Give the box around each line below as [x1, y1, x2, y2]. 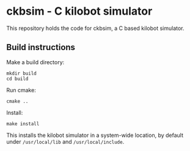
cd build [6, 75, 29, 82]
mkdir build [6, 70, 37, 76]
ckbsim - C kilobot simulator [6, 4, 153, 18]
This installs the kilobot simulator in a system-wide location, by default [6, 131, 184, 139]
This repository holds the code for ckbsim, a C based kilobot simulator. [6, 24, 185, 32]
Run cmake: [6, 86, 37, 94]
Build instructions [6, 42, 75, 53]
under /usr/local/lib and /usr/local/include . [6, 138, 125, 145]
